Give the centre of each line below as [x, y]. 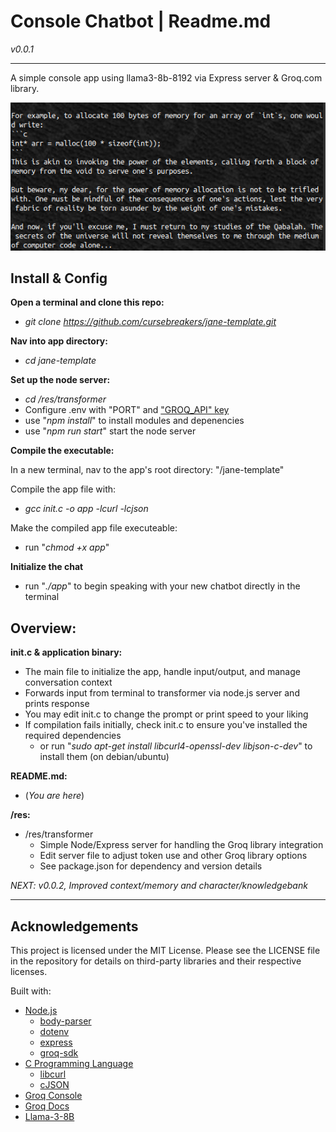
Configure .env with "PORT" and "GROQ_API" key [127, 410]
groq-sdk [59, 1053]
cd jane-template [60, 361]
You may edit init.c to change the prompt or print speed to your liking [166, 714]
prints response [57, 704]
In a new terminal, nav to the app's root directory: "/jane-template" [147, 470]
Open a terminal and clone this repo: [87, 302]
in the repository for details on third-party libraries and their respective [156, 961]
